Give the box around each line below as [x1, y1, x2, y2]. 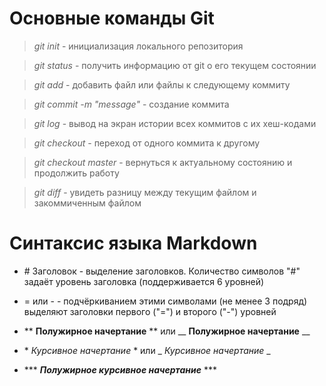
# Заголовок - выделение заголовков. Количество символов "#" [23, 265, 301, 277]
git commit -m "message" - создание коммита [33, 98, 230, 110]
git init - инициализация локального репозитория [33, 40, 244, 52]
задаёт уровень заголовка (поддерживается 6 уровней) [23, 275, 265, 287]
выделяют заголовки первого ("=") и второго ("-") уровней [23, 305, 277, 317]
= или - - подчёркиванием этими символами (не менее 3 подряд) [23, 295, 308, 307]
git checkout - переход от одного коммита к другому [33, 137, 261, 149]
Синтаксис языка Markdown [9, 232, 258, 255]
